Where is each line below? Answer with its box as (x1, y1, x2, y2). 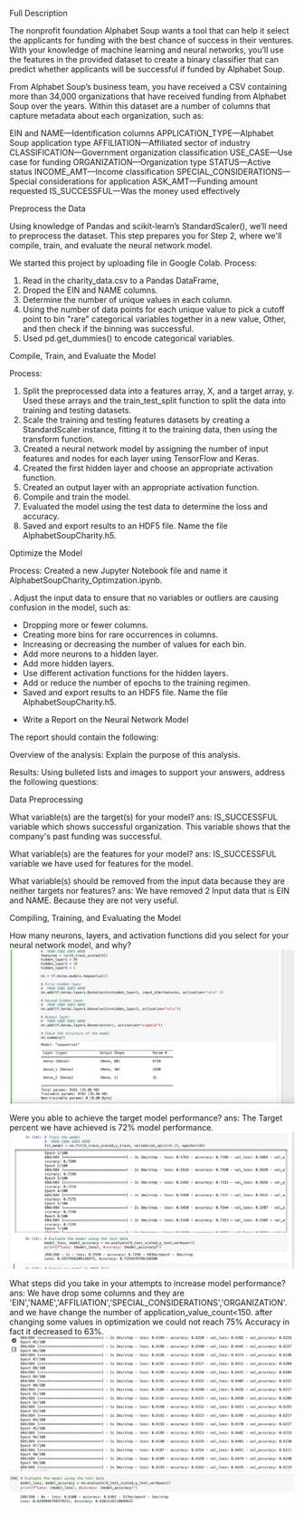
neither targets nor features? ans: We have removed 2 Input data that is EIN (9, 886, 290, 896)
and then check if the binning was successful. (22, 324, 195, 334)
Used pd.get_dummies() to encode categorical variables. (22, 333, 235, 344)
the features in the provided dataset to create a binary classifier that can (9, 54, 279, 64)
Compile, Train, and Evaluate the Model (9, 351, 157, 361)
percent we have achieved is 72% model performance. (9, 1121, 214, 1132)
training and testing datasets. (22, 405, 132, 415)
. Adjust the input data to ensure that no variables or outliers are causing (9, 593, 279, 603)
